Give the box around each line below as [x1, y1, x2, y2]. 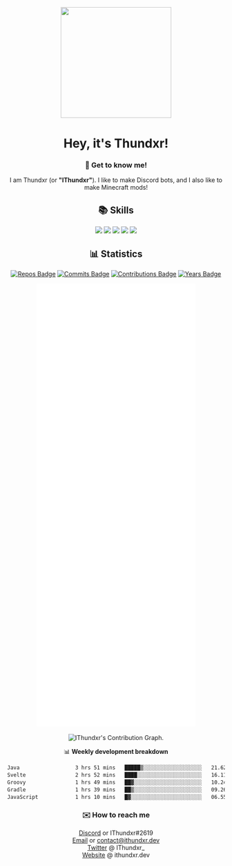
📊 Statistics [89, 248, 143, 260]
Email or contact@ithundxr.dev [72, 836, 160, 844]
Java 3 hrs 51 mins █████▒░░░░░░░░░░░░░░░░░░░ [7, 764, 202, 771]
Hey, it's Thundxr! [63, 136, 169, 152]
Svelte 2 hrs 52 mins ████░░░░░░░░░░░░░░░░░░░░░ [7, 771, 202, 778]
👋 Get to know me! [85, 161, 147, 170]
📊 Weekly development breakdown [64, 748, 168, 756]
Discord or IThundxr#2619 [78, 829, 153, 837]
